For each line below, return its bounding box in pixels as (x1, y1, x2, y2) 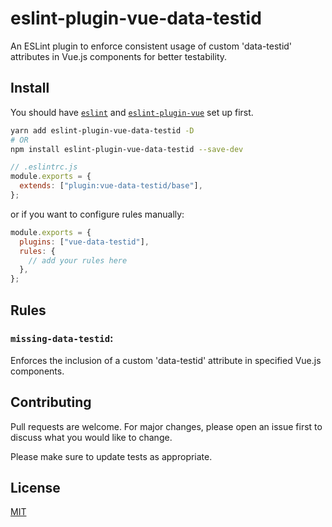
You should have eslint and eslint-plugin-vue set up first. (10, 106, 254, 118)
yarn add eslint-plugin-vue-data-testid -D (10, 125, 195, 136)
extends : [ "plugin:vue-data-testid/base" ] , (19, 181, 203, 191)
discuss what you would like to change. (10, 431, 173, 443)
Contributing (10, 394, 92, 411)
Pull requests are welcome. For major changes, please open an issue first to (10, 420, 323, 432)
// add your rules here (28, 255, 128, 266)
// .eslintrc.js (10, 162, 78, 172)
